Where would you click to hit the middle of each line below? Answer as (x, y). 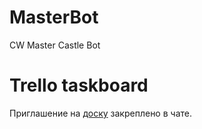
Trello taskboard (79, 85)
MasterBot (54, 17)
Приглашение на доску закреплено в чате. (100, 113)
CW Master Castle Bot (55, 45)
